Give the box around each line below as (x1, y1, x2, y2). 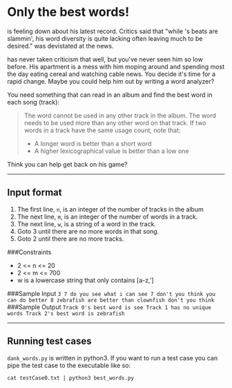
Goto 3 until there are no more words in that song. (17, 227, 159, 235)
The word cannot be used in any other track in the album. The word (23, 111, 216, 120)
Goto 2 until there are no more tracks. (17, 234, 124, 243)
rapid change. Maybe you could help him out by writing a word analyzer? (7, 77, 215, 85)
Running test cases (7, 335, 92, 347)
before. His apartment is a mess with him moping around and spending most (7, 62, 225, 71)
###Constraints (7, 248, 52, 256)
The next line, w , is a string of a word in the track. (17, 219, 157, 228)
